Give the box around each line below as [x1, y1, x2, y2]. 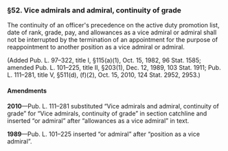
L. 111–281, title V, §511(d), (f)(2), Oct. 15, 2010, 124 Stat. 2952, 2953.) [7, 71, 201, 79]
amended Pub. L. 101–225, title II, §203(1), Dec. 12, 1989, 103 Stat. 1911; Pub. [7, 64, 221, 72]
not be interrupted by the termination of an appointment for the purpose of [7, 36, 218, 44]
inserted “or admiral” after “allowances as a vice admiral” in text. [7, 116, 190, 125]
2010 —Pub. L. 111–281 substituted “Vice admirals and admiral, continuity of [7, 102, 220, 110]
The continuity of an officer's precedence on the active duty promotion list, [7, 21, 220, 30]
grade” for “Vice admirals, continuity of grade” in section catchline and [7, 109, 207, 117]
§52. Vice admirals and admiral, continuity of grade [7, 5, 182, 15]
